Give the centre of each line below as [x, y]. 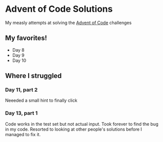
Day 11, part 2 [21, 90]
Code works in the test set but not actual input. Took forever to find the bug [82, 124]
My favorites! [26, 38]
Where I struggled [33, 76]
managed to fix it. [23, 134]
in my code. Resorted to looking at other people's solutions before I [74, 129]
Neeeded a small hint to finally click [41, 100]
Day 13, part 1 [21, 113]
